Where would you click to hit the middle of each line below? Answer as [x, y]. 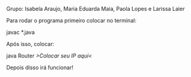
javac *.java [21, 32]
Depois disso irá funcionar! [40, 67]
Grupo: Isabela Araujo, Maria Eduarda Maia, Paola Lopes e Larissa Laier [95, 9]
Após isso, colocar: [30, 44]
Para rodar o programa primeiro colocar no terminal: [71, 20]
